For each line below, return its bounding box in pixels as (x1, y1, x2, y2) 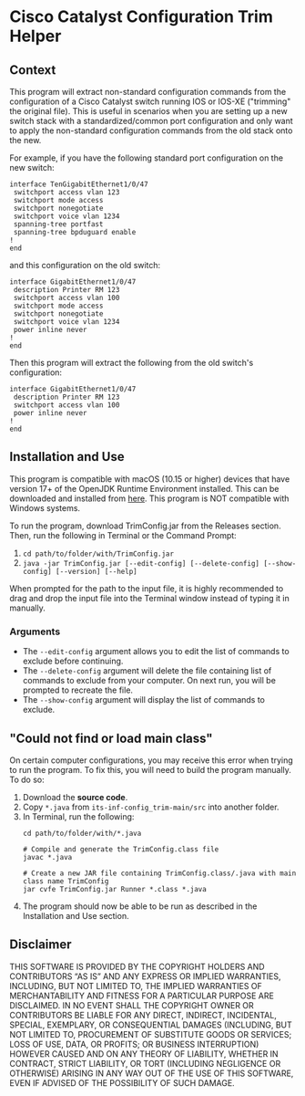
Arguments (9, 625, 61, 638)
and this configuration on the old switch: (9, 260, 161, 270)
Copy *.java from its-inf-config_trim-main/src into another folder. (22, 801, 280, 812)
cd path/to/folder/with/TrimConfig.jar (22, 549, 175, 558)
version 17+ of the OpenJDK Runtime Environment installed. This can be (9, 483, 280, 494)
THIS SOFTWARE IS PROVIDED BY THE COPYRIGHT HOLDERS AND (9, 961, 266, 972)
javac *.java (22, 852, 73, 861)
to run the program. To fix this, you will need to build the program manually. (9, 764, 291, 775)
